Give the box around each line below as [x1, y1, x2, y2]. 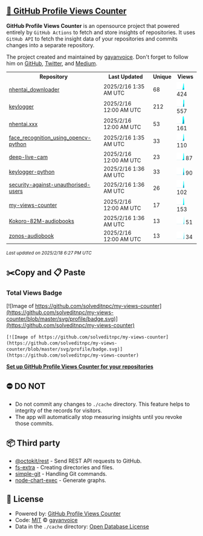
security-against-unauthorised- [8, 181, 91, 189]
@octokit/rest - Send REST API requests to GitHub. [14, 457, 142, 464]
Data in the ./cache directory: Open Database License [14, 523, 149, 531]
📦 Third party [6, 438, 60, 449]
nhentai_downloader [8, 86, 60, 93]
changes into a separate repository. [6, 41, 95, 49]
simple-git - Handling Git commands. [14, 470, 108, 477]
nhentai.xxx [8, 120, 38, 127]
